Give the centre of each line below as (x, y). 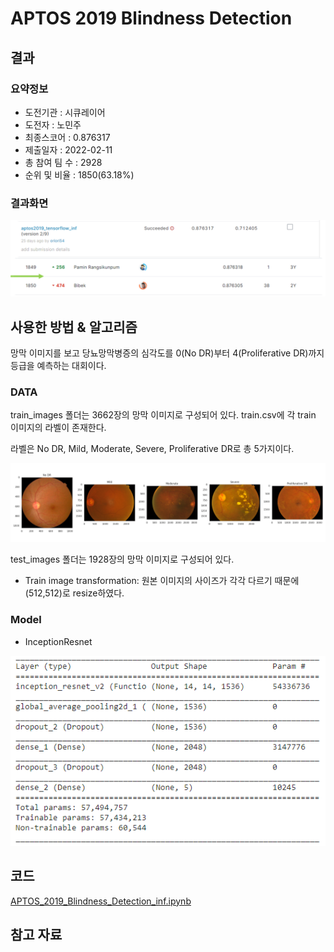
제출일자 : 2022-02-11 (68, 149)
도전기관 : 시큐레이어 (65, 112)
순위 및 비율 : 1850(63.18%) (79, 174)
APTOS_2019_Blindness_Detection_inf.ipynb (101, 901)
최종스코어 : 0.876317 (67, 137)
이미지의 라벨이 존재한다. (58, 428)
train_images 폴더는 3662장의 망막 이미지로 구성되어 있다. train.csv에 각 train (163, 415)
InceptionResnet (58, 641)
